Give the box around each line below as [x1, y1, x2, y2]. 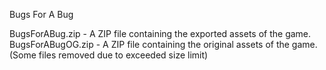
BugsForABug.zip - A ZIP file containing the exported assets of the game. [9, 28, 312, 39]
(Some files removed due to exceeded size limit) [9, 49, 209, 61]
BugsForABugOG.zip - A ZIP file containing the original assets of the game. [9, 39, 318, 50]
